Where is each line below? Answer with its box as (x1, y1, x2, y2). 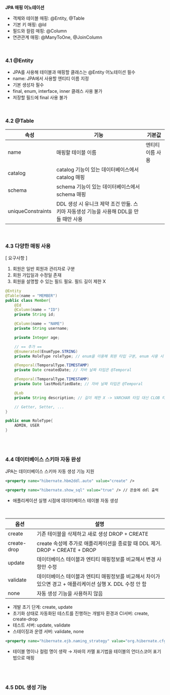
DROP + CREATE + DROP (36, 547, 97, 554)
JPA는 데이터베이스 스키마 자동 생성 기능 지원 (5, 468, 95, 474)
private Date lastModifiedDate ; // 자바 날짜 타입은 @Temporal (14, 381, 143, 387)
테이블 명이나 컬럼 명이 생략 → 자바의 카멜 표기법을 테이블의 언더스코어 (12, 648, 152, 654)
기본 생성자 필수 (12, 82, 44, 88)
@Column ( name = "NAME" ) (14, 321, 65, 326)
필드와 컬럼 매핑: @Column (12, 28, 67, 34)
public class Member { (5, 298, 51, 303)
